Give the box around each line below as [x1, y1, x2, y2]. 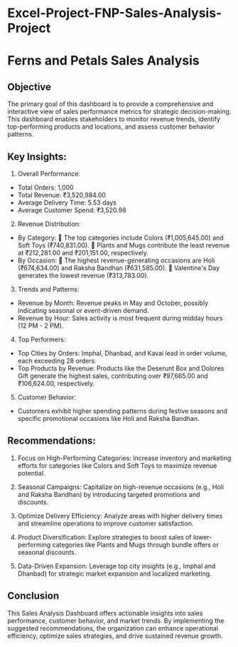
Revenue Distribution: [17, 220, 81, 228]
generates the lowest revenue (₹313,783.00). [17, 272, 149, 279]
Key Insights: [7, 151, 67, 163]
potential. [17, 469, 45, 477]
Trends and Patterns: [17, 285, 80, 293]
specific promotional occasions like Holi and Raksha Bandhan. [17, 415, 200, 422]
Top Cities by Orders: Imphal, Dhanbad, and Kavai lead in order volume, [17, 349, 227, 357]
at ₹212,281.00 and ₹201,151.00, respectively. [17, 249, 149, 257]
